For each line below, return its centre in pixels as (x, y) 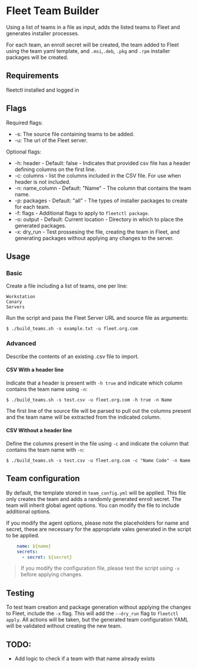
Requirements (32, 76)
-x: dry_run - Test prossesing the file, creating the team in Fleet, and (97, 232)
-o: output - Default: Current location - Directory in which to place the (99, 219)
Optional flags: (24, 152)
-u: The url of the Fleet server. (51, 140)
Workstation (21, 297)
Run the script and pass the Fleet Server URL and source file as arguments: (97, 318)
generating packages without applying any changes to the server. (94, 238)
